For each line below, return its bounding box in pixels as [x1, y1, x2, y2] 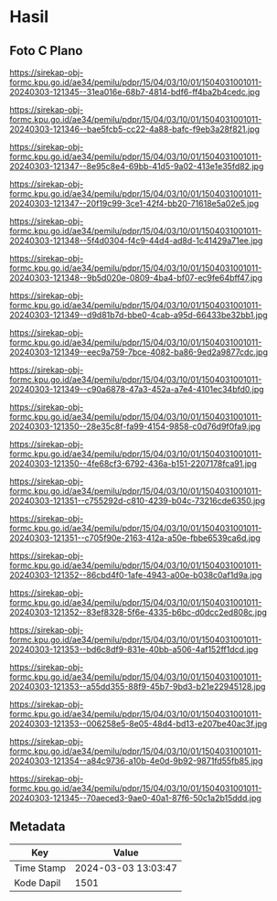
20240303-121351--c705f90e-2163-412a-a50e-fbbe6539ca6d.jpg [9, 532, 261, 543]
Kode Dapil [14, 876, 61, 889]
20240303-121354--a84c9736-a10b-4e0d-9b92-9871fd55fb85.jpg [9, 756, 263, 766]
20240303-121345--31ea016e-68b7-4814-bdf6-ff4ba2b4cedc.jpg [9, 87, 261, 97]
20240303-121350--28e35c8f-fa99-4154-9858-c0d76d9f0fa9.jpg [9, 421, 261, 432]
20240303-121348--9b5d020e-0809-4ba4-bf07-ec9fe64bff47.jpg [9, 273, 263, 283]
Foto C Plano [9, 43, 83, 59]
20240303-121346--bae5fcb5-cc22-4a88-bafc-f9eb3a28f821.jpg [9, 123, 261, 134]
